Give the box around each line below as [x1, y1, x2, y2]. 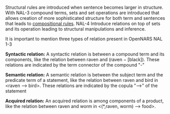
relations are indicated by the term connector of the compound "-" [5, 62, 145, 68]
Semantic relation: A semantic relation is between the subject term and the [5, 72, 163, 78]
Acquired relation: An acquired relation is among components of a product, [5, 98, 164, 104]
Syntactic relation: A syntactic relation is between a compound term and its [5, 51, 164, 57]
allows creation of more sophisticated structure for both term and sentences [5, 15, 165, 21]
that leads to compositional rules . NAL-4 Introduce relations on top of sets [5, 20, 160, 26]
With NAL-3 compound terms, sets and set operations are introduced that [5, 10, 159, 16]
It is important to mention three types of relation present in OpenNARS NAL [5, 36, 163, 42]
